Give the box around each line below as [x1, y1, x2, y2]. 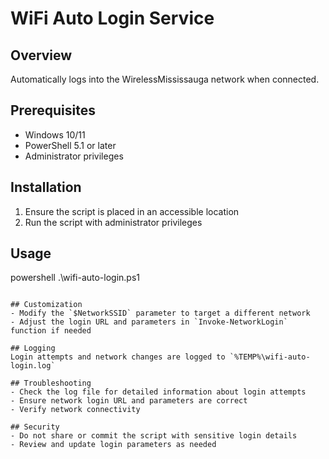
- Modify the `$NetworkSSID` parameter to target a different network [10, 308, 311, 319]
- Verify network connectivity [10, 405, 141, 415]
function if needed [10, 326, 92, 336]
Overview [10, 47, 73, 64]
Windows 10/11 [24, 128, 86, 141]
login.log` [10, 361, 56, 371]
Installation [10, 179, 82, 196]
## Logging [10, 343, 56, 354]
